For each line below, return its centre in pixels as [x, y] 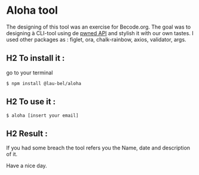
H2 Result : [27, 134]
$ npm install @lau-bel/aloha [44, 83]
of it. [12, 154]
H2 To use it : [31, 102]
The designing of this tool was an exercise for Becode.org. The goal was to [99, 27]
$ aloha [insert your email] [42, 115]
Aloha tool [32, 10]
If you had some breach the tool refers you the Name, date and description [98, 148]
